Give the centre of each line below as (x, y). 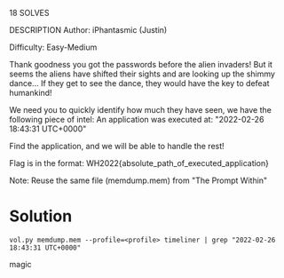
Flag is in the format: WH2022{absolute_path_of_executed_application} (139, 163)
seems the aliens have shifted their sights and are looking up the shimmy (142, 74)
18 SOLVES (30, 13)
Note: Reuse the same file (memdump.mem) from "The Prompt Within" (138, 180)
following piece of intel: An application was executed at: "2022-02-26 (137, 119)
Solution (41, 216)
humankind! (31, 93)
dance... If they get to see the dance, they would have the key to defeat (139, 83)
